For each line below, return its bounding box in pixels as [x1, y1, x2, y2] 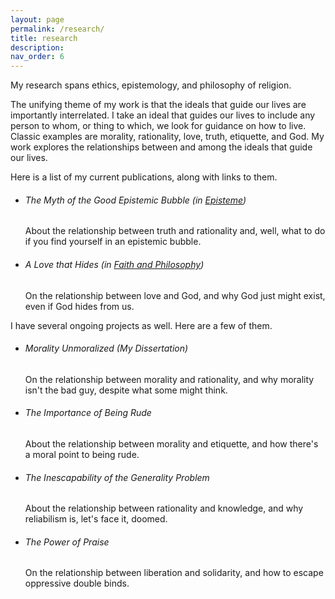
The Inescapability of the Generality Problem [24, 471, 210, 483]
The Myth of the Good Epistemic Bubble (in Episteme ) [24, 194, 247, 206]
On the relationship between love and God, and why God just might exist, [24, 289, 326, 301]
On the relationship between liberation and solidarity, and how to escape [24, 567, 324, 579]
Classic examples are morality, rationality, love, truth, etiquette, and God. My [10, 131, 325, 143]
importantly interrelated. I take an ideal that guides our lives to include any [10, 109, 316, 121]
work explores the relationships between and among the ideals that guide [10, 141, 313, 153]
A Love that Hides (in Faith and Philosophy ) [24, 258, 205, 270]
